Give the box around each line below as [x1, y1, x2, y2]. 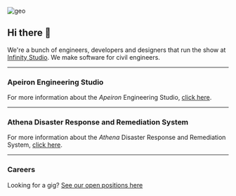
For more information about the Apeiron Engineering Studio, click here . [7, 93, 212, 102]
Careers [7, 165, 36, 175]
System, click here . [7, 141, 63, 149]
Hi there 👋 [7, 27, 51, 39]
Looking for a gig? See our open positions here [7, 181, 143, 189]
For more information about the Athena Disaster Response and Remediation [7, 133, 226, 142]
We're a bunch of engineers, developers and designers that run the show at [7, 46, 226, 54]
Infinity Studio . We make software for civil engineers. [7, 53, 160, 61]
